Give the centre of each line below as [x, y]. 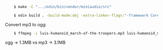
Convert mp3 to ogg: [26, 24]
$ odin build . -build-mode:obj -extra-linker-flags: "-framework [81, 15]
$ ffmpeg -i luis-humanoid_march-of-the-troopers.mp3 [69, 33]
